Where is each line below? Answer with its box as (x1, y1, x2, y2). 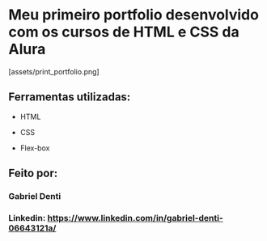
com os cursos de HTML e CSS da (8, 23, 240, 41)
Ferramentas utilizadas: (8, 91, 131, 104)
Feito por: (8, 167, 58, 180)
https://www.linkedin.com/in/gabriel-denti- (47, 212, 224, 223)
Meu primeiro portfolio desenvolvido (8, 6, 259, 24)
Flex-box (19, 143, 50, 153)
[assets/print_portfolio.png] (8, 66, 100, 76)
